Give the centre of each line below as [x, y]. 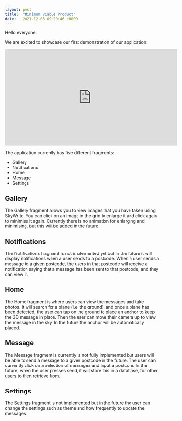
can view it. [17, 274]
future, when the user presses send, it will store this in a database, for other [81, 370]
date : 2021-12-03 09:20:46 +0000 [41, 19]
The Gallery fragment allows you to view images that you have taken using [80, 210]
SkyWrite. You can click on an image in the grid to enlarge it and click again [81, 216]
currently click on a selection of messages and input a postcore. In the [76, 365]
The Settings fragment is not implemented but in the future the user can [78, 403]
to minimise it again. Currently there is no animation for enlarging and [75, 221]
